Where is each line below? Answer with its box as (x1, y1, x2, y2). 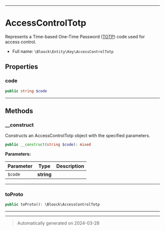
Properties (5, 62, 38, 71)
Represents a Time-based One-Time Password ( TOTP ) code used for (5, 33, 145, 39)
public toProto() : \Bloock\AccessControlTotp (5, 202, 100, 207)
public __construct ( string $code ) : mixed (5, 142, 91, 147)
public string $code (5, 88, 48, 93)
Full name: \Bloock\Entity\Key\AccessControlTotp (12, 48, 114, 54)
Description (56, 163, 84, 170)
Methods (5, 107, 33, 115)
